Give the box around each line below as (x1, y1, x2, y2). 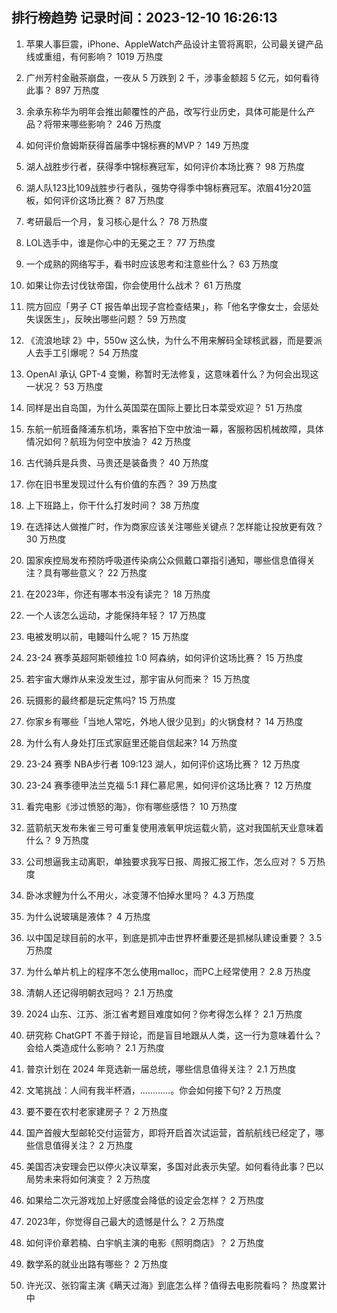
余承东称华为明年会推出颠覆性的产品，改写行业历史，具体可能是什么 (25, 105, 307, 117)
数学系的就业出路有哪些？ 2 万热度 (25, 1258, 169, 1270)
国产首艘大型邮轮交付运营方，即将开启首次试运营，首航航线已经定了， (25, 1126, 316, 1138)
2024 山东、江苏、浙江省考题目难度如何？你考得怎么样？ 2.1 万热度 (25, 1008, 303, 1020)
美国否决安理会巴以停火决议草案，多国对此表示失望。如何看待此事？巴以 (25, 1160, 324, 1172)
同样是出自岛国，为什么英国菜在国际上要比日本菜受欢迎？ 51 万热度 (25, 401, 303, 413)
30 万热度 (25, 533, 67, 545)
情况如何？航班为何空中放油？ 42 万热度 (25, 435, 192, 447)
